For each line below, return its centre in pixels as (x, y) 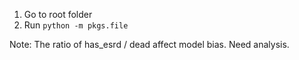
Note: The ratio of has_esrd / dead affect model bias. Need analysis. (149, 44)
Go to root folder (58, 14)
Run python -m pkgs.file (76, 25)
